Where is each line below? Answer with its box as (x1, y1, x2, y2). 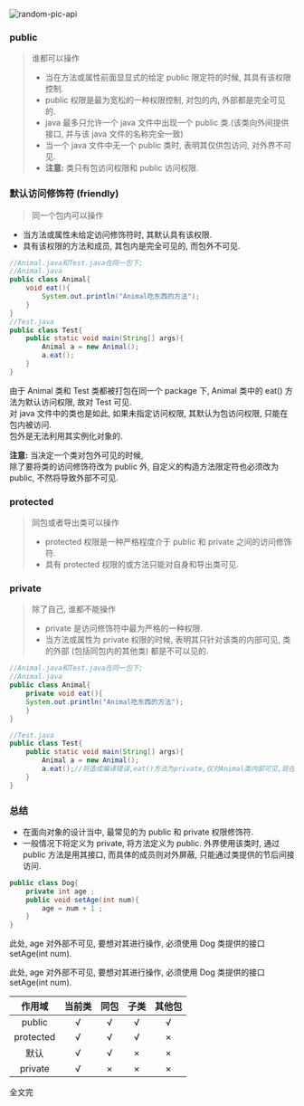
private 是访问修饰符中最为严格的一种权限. (44, 623, 204, 634)
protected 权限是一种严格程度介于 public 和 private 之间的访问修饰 (44, 537, 292, 548)
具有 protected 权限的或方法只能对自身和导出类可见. (44, 559, 240, 570)
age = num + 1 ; (42, 903, 103, 913)
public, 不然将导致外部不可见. (9, 472, 119, 483)
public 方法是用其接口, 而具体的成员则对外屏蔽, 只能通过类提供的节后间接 (22, 849, 295, 860)
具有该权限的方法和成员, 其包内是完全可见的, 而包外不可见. (22, 240, 241, 251)
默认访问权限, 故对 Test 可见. (24, 396, 132, 407)
